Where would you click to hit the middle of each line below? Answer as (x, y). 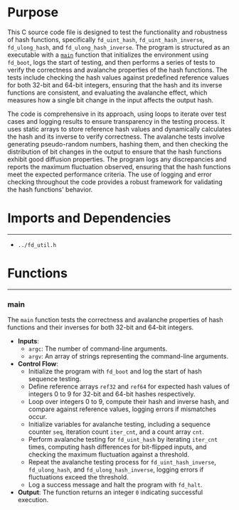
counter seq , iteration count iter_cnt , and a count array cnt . (116, 432)
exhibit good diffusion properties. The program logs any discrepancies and (117, 159)
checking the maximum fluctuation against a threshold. (109, 455)
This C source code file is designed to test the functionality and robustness (117, 32)
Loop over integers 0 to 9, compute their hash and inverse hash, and (128, 402)
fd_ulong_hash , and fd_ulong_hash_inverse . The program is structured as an (118, 47)
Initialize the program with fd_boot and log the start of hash (115, 371)
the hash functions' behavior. (50, 189)
